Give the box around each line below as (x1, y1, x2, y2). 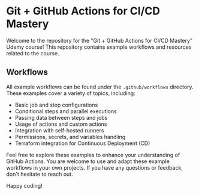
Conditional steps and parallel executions (14, 107, 117, 115)
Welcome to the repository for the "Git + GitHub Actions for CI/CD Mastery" (6, 37, 193, 44)
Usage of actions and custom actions (14, 120, 107, 128)
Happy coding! (6, 182, 43, 189)
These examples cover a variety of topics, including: (6, 89, 136, 97)
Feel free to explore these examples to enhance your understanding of (6, 151, 180, 158)
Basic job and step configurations (14, 101, 98, 108)
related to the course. (6, 49, 59, 57)
